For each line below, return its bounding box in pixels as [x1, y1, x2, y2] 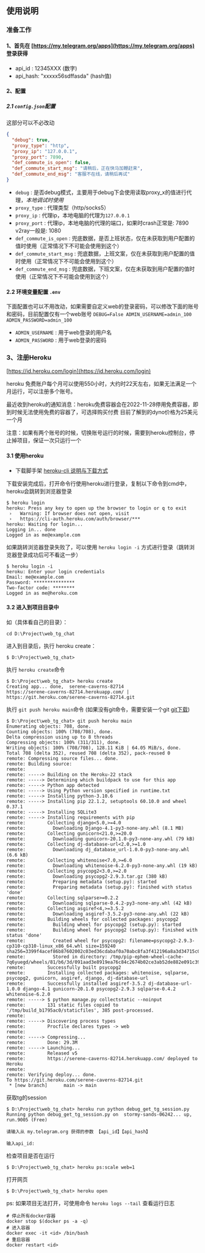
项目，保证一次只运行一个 [16, 437, 81, 444]
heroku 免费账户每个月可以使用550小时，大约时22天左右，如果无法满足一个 [6, 380, 197, 388]
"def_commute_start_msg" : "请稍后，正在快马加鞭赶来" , [12, 165, 143, 171]
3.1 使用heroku [6, 452, 44, 459]
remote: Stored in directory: [6, 954, 108, 960]
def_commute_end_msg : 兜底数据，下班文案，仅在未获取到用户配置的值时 [15, 265, 195, 273]
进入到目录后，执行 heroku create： [6, 642, 96, 649]
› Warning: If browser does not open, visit [9, 510, 130, 516]
